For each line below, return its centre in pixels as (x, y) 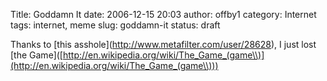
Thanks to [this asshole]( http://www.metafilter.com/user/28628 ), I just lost (163, 44)
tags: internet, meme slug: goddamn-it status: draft (115, 25)
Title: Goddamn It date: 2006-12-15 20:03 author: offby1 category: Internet (163, 14)
